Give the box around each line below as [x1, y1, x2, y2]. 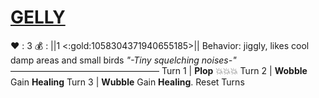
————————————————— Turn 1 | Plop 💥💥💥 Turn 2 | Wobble [10, 64, 308, 76]
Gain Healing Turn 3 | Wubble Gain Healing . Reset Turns [10, 76, 245, 88]
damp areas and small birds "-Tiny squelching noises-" [10, 54, 237, 66]
